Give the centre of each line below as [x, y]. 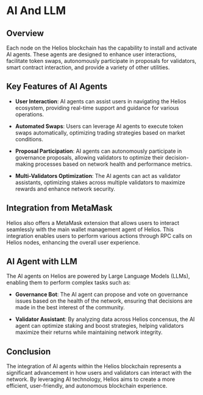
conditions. [29, 139]
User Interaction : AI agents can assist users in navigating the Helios [101, 101]
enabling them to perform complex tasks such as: [69, 282]
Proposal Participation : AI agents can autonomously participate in [98, 151]
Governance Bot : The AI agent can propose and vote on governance [101, 295]
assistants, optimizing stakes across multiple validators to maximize [100, 182]
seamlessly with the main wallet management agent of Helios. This [90, 229]
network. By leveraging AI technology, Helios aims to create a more [91, 379]
